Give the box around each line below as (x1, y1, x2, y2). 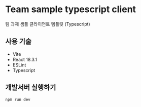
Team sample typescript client (5, 4, 136, 15)
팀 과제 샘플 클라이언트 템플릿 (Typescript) (5, 21, 90, 27)
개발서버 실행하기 (5, 83, 56, 92)
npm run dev (5, 97, 30, 102)
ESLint (12, 62, 26, 68)
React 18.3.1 (12, 56, 37, 62)
